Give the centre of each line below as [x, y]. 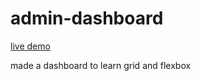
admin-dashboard [87, 18]
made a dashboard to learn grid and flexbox [101, 65]
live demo [30, 46]
